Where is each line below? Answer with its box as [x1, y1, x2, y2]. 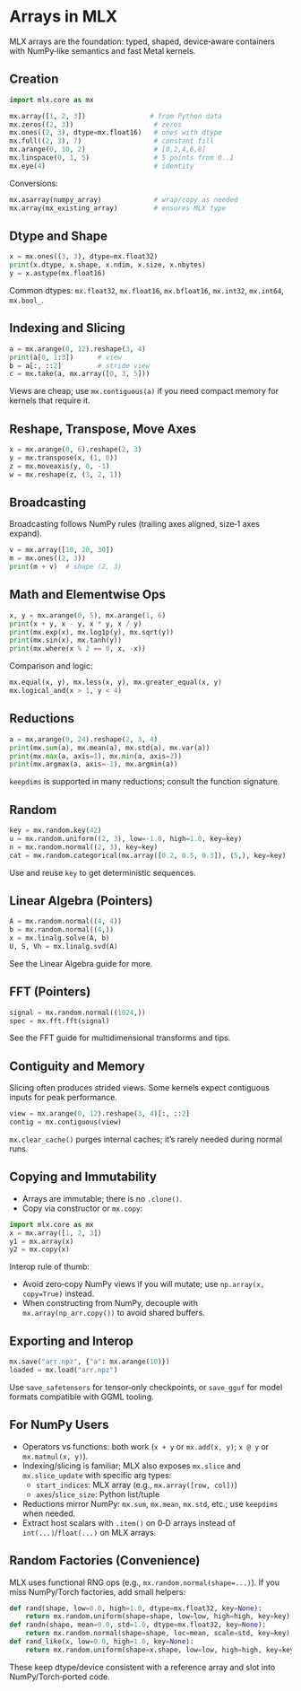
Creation [9, 72, 59, 87]
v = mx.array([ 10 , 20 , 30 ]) [9, 546, 115, 555]
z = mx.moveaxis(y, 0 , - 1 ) [9, 461, 110, 470]
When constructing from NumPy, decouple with [21, 1298, 199, 1309]
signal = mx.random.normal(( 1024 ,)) [9, 1008, 146, 1017]
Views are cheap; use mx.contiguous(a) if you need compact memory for [9, 386, 279, 397]
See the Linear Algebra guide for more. [9, 958, 153, 968]
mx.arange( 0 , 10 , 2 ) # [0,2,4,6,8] [9, 145, 206, 154]
